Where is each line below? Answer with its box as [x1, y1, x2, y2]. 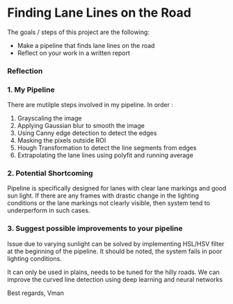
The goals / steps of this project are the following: [7, 28, 150, 36]
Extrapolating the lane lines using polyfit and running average [17, 151, 193, 159]
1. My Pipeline [7, 85, 55, 95]
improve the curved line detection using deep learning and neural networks [7, 275, 223, 283]
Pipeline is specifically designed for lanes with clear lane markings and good [7, 184, 227, 193]
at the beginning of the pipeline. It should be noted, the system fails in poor [7, 247, 223, 255]
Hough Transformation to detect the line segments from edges [17, 144, 197, 152]
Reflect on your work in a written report [17, 49, 131, 57]
